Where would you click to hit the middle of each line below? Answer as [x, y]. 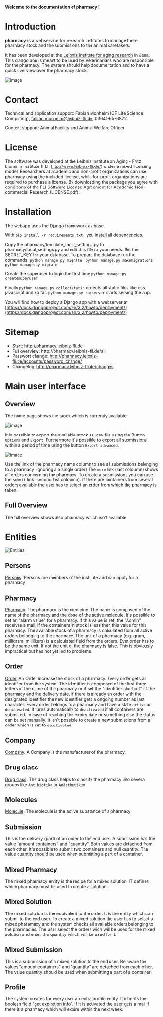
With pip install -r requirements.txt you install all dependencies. [74, 235]
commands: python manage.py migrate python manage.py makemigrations [79, 260]
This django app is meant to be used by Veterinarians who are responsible [80, 60]
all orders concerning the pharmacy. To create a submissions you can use [79, 474]
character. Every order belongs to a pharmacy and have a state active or [78, 704]
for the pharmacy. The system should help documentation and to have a [77, 65]
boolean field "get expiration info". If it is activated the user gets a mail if [77, 1004]
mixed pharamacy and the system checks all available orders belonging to [79, 924]
